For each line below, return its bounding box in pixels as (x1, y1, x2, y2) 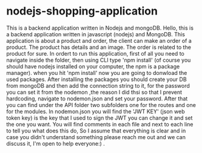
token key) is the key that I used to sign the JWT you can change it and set (6, 114, 193, 122)
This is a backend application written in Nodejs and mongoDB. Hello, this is (6, 24, 194, 31)
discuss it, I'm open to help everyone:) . (6, 140, 105, 147)
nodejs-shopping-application (6, 4, 158, 18)
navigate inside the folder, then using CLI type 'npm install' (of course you (6, 56, 191, 63)
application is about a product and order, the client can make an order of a (6, 37, 192, 44)
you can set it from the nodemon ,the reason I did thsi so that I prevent (6, 88, 183, 96)
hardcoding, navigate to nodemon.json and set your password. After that (6, 95, 188, 102)
